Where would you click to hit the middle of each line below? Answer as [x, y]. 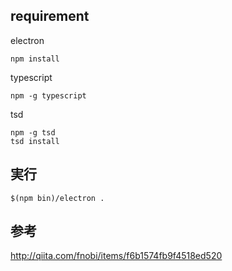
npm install [35, 59]
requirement [50, 16]
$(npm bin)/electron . [57, 198]
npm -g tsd [33, 132]
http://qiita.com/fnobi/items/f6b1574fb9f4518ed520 [116, 256]
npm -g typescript [48, 95]
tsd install [35, 141]
